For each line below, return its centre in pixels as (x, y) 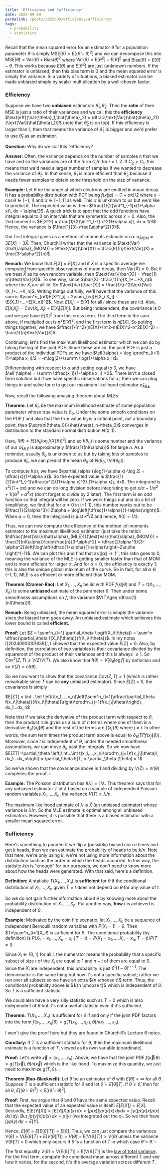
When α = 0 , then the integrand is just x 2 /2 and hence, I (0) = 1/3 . (72, 516)
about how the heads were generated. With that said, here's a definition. (79, 871)
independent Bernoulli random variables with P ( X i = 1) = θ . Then (71, 927)
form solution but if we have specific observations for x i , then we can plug (81, 379)
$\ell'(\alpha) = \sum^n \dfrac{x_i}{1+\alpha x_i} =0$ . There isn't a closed (80, 373)
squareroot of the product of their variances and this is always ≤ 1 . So (77, 654)
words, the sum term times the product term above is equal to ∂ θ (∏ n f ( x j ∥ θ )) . (83, 735)
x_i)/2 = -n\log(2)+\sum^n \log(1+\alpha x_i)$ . (72, 358)
